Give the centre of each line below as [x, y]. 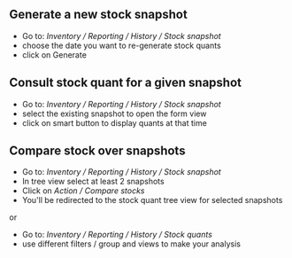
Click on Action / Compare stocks [83, 191]
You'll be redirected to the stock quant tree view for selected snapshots [152, 200]
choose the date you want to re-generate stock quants [121, 45]
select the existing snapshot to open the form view [114, 113]
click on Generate [54, 55]
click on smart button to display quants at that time [115, 122]
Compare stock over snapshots [97, 151]
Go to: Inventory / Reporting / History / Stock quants [117, 235]
